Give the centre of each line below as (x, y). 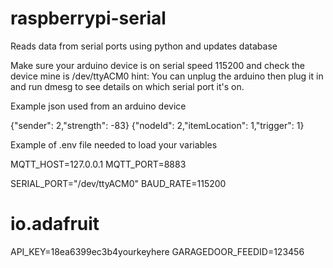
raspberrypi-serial (88, 18)
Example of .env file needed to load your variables (114, 144)
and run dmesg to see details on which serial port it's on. (127, 86)
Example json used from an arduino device (98, 106)
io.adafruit (55, 224)
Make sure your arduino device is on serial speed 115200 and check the (158, 65)
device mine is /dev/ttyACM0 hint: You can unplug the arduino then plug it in (167, 76)
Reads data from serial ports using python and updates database (144, 46)
